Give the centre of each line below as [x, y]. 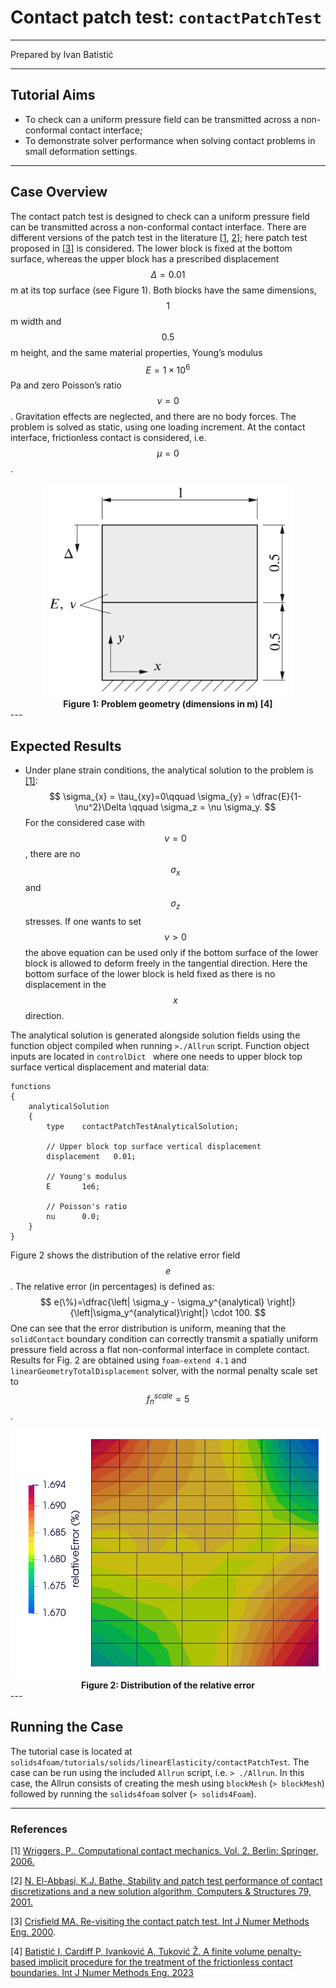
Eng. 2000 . [33, 1932]
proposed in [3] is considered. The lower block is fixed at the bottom [151, 248]
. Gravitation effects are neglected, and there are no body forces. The [153, 417]
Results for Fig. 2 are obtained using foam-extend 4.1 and [128, 1360]
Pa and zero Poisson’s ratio [66, 385]
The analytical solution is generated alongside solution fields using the [155, 1035]
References [39, 1829]
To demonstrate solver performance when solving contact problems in [170, 140]
